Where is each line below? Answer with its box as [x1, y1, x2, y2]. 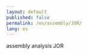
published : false [6, 15, 50, 21]
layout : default [6, 8, 47, 15]
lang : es [6, 25, 28, 32]
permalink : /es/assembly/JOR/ [6, 20, 83, 26]
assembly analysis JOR [6, 42, 64, 50]
